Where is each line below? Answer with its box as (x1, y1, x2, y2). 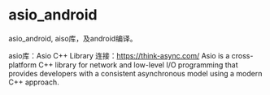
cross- (231, 50, 254, 60)
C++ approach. (8, 77, 59, 87)
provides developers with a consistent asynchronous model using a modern (8, 68, 263, 78)
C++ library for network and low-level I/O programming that (37, 59, 238, 70)
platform (8, 59, 37, 70)
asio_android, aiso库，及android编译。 (8, 33, 137, 43)
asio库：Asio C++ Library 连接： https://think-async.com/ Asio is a (8, 50, 230, 60)
